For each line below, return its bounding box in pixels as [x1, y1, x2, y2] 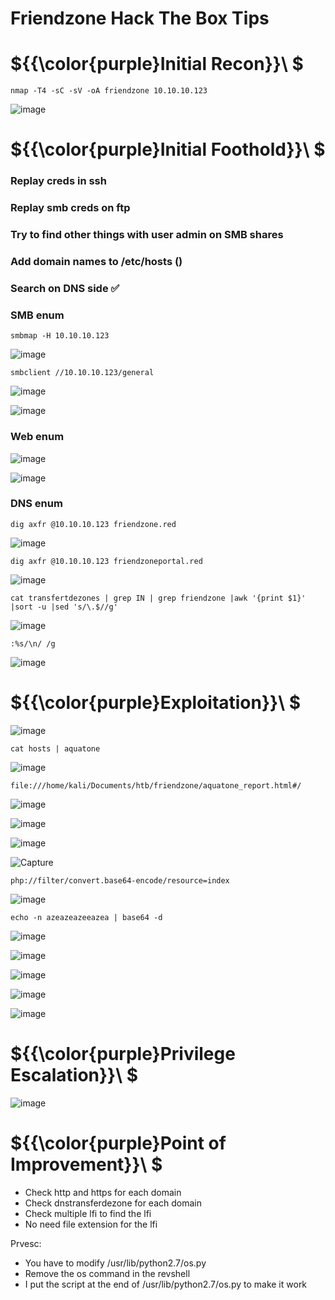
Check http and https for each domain [24, 1186, 182, 1198]
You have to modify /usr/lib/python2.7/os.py [24, 1257, 207, 1269]
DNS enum [10, 497, 63, 511]
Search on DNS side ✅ [10, 281, 120, 295]
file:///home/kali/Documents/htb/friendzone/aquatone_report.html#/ [10, 780, 302, 791]
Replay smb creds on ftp [10, 201, 131, 215]
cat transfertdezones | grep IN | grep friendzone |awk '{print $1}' [10, 593, 307, 603]
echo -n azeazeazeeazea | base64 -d [10, 912, 163, 922]
